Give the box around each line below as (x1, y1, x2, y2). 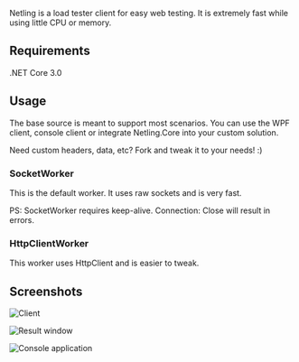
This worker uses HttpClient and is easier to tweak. (9, 257, 200, 269)
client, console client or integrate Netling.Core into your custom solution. (9, 126, 279, 138)
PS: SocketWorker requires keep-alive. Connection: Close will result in (9, 205, 271, 216)
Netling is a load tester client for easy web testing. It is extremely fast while (9, 8, 289, 18)
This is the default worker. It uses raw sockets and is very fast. (9, 187, 242, 198)
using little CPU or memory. (9, 17, 112, 28)
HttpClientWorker (9, 237, 89, 249)
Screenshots (9, 283, 83, 299)
